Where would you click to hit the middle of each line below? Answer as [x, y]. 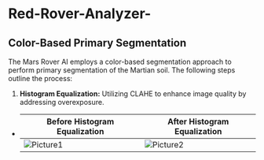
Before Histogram [81, 121]
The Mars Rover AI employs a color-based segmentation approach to [120, 61]
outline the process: [40, 78]
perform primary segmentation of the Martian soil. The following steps [122, 70]
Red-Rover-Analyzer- [80, 14]
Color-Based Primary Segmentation [97, 43]
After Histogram [198, 121]
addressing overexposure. [62, 102]
